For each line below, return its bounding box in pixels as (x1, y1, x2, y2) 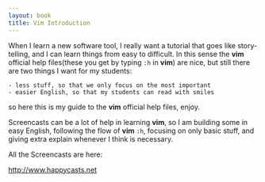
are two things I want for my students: (8, 66, 132, 75)
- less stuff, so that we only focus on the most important (8, 81, 212, 89)
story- (237, 40, 258, 50)
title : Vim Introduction (8, 19, 90, 27)
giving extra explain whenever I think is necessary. (8, 134, 173, 143)
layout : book (8, 11, 52, 20)
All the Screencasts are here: (8, 150, 103, 159)
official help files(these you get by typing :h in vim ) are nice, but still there (8, 57, 251, 67)
